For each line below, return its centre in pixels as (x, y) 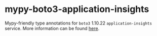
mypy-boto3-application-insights (77, 9)
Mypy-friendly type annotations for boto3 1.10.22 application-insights (78, 23)
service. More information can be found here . (52, 28)
